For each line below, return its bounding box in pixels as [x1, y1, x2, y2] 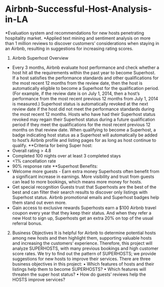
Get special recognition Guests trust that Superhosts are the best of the [12, 184, 157, 190]
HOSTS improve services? [12, 276, 65, 282]
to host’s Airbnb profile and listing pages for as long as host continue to [12, 137, 157, 143]
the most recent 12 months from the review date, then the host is [12, 80, 143, 86]
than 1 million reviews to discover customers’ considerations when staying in [5, 40, 160, 46]
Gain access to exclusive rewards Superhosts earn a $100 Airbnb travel [12, 204, 157, 211]
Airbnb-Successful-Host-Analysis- [5, 3, 152, 15]
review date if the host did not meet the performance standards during [12, 106, 155, 112]
